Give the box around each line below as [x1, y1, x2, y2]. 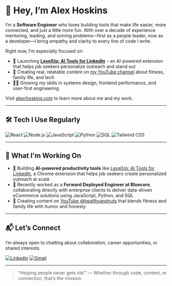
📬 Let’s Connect [5, 223, 60, 232]
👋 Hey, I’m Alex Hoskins [5, 5, 108, 16]
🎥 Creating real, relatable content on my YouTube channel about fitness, [12, 69, 165, 75]
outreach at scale [12, 176, 50, 182]
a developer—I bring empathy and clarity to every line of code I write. [5, 38, 152, 44]
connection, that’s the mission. [17, 275, 83, 281]
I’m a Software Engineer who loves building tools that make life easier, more [5, 22, 166, 28]
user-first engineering [12, 85, 59, 91]
